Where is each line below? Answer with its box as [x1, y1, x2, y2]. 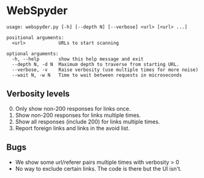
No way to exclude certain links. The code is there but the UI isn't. [15, 165, 182, 172]
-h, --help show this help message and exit [12, 56, 144, 62]
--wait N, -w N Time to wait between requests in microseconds [12, 72, 183, 78]
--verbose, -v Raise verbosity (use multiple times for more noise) [12, 67, 199, 73]
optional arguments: [6, 50, 59, 57]
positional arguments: [6, 34, 64, 40]
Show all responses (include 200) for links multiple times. [15, 117, 161, 125]
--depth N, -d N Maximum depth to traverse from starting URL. [12, 61, 179, 67]
